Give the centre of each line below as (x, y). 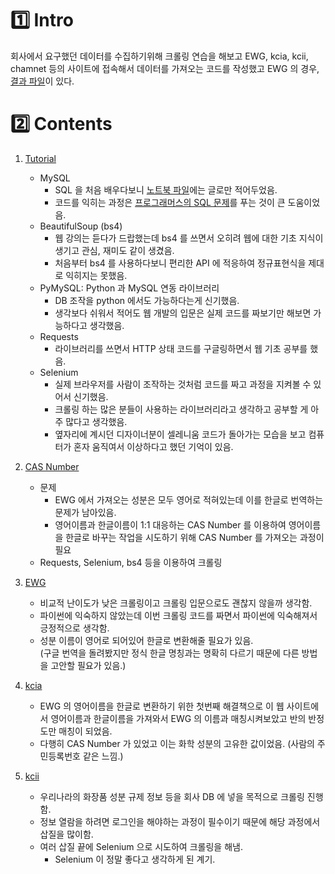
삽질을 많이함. (66, 834)
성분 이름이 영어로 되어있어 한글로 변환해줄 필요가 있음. (146, 640)
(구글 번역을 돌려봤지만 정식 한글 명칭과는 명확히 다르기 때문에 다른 (169, 653)
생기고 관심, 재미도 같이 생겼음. (114, 250)
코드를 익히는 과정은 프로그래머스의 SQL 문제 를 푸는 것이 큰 (170, 202)
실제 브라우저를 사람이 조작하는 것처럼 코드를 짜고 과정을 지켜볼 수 (183, 384)
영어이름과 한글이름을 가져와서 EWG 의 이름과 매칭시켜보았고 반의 (178, 718)
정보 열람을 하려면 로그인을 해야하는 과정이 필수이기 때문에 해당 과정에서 (180, 821)
